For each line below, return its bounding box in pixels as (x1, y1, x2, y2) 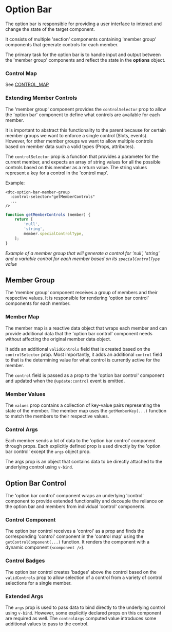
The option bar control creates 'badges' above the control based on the (5, 569, 157, 575)
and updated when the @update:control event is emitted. (5, 377, 125, 384)
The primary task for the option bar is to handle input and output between (5, 51, 161, 58)
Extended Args (5, 592, 44, 600)
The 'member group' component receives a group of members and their (5, 290, 158, 296)
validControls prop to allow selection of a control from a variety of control (5, 574, 163, 581)
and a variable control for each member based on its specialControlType (5, 256, 160, 262)
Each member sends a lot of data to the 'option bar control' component (5, 438, 156, 444)
